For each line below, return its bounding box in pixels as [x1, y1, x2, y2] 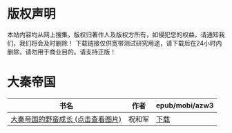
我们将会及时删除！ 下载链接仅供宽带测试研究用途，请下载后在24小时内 [19, 39, 222, 47]
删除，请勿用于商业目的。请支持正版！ [7, 48, 116, 56]
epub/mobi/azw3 [155, 101, 214, 110]
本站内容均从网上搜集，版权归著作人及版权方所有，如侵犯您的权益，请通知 [7, 30, 219, 39]
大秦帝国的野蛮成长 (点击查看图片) [10, 114, 122, 124]
